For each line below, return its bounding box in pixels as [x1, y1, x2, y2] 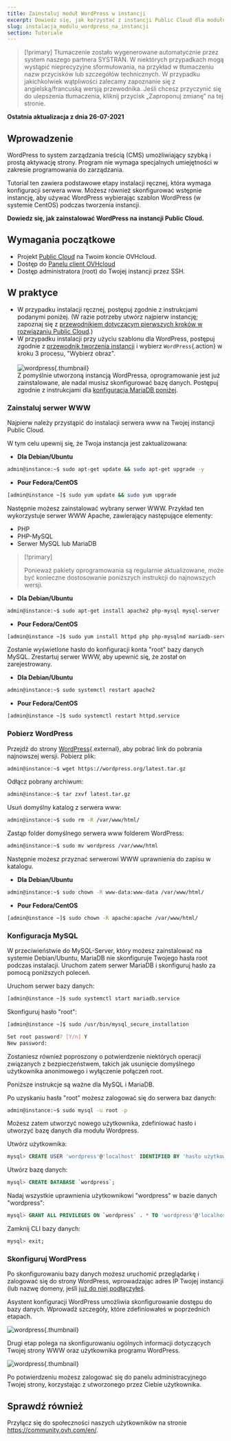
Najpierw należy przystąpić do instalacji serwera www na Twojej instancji [7, 418, 215, 427]
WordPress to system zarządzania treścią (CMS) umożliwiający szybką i [7, 151, 211, 159]
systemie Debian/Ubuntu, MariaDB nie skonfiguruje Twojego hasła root [7, 954, 208, 963]
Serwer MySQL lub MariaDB [16, 539, 97, 547]
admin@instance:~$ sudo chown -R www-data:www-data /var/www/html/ [7, 889, 205, 896]
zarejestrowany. [7, 660, 53, 669]
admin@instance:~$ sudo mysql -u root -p [7, 1106, 128, 1114]
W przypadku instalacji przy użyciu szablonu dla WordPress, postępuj [16, 335, 215, 343]
